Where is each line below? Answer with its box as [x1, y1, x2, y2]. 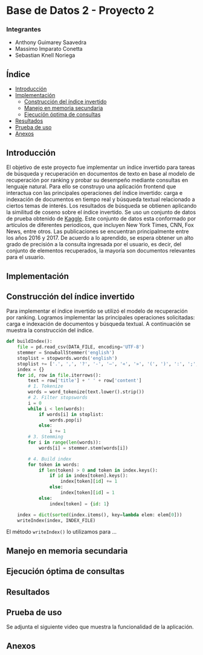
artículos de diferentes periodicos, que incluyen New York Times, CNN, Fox [6, 222, 195, 229]
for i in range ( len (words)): [28, 439, 101, 446]
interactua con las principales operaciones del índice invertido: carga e [6, 190, 183, 197]
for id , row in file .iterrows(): [17, 372, 101, 378]
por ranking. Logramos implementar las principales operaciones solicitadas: [6, 314, 195, 321]
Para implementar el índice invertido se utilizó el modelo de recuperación [6, 307, 188, 315]
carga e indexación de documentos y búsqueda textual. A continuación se [6, 321, 191, 328]
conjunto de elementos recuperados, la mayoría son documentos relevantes [6, 247, 196, 254]
